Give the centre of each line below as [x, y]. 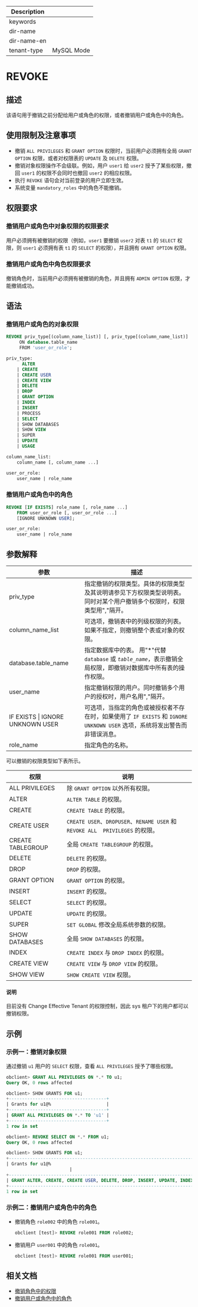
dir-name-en [28, 41]
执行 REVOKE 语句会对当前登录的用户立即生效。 [70, 180]
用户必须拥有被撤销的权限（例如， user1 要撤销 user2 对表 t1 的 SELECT [91, 240]
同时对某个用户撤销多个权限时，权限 [135, 601]
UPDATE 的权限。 [89, 914]
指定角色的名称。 [108, 745]
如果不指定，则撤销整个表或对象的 [132, 630]
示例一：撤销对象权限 [36, 1052]
